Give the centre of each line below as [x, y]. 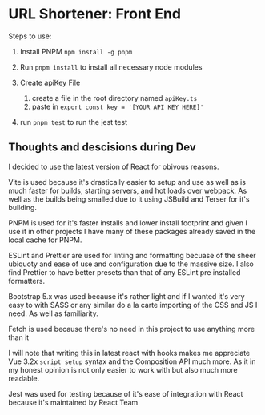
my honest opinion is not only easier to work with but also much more [123, 369]
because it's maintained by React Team [73, 402]
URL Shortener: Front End [95, 14]
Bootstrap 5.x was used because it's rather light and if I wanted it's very [127, 296]
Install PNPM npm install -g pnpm [76, 51]
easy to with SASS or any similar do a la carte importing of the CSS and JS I [133, 305]
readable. [24, 378]
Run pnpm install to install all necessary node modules [111, 67]
